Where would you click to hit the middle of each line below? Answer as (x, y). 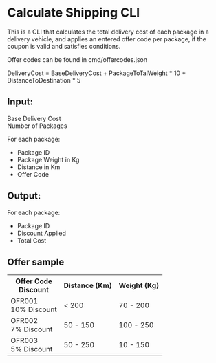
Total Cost (32, 240)
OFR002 (24, 321)
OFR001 (24, 301)
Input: (20, 102)
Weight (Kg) (139, 285)
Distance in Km (39, 167)
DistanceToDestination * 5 (44, 80)
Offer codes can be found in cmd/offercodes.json (77, 59)
